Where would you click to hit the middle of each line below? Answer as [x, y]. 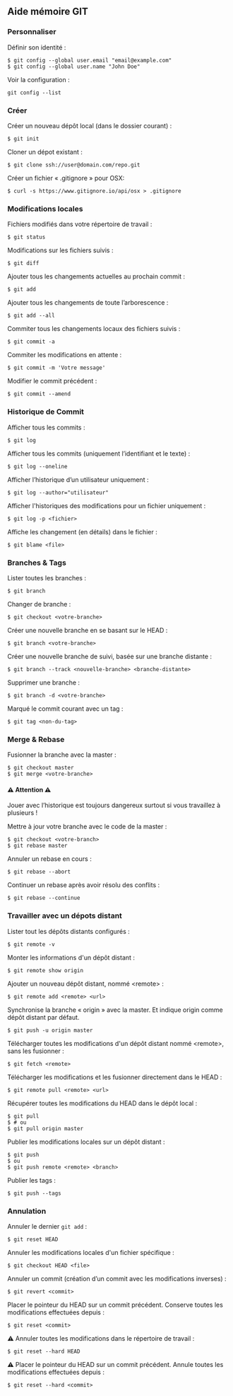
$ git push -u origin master [50, 1030]
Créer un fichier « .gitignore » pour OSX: [66, 178]
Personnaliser [32, 32]
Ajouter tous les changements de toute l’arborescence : [88, 303]
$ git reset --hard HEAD [44, 1351]
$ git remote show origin [45, 970]
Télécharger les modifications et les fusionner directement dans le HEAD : [115, 1077]
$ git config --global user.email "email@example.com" [90, 60]
